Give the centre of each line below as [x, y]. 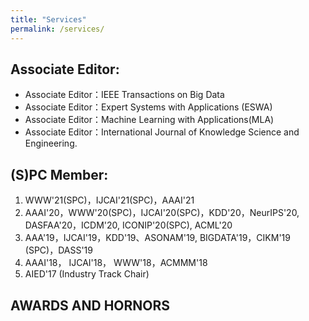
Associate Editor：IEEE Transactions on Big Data [124, 95]
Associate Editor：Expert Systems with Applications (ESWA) [148, 107]
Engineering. [51, 143]
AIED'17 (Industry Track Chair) [87, 274]
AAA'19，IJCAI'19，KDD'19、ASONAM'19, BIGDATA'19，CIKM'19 [157, 238]
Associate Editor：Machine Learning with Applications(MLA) [149, 120]
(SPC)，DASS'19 [58, 250]
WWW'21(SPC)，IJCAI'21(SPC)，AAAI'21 [109, 200]
